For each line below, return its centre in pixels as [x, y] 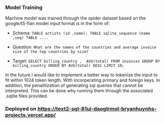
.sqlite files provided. [27, 96]
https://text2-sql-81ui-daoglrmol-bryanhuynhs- [97, 109]
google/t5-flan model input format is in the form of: [58, 23]
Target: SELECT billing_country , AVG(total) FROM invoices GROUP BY [86, 61]
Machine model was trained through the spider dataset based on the [76, 18]
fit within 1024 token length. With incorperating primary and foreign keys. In [83, 80]
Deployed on [21, 109]
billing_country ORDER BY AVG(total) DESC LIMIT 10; [68, 66]
